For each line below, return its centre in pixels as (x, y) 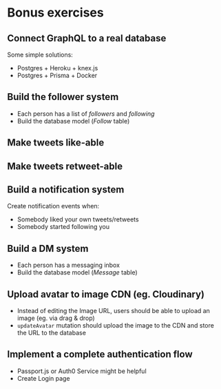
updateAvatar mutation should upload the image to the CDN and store (116, 326)
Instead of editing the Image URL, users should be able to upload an (113, 311)
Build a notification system (66, 189)
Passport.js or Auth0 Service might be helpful (82, 371)
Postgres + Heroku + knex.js (57, 68)
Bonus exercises (56, 13)
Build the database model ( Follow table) (73, 121)
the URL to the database (51, 333)
